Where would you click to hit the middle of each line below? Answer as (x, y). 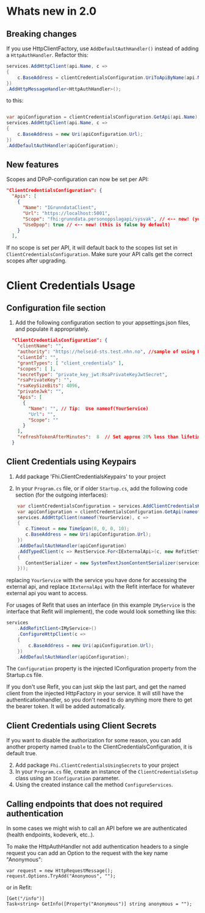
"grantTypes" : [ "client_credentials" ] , (70, 363)
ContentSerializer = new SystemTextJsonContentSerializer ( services (113, 563)
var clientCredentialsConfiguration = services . (80, 506)
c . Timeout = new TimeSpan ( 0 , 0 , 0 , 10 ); (77, 529)
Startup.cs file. (25, 675)
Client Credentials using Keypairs (71, 462)
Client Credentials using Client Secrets (81, 726)
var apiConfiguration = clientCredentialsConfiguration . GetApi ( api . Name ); (103, 117)
